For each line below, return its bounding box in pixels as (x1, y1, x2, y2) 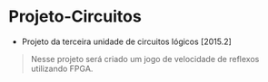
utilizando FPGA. (30, 63, 94, 74)
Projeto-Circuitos (8, 6, 142, 27)
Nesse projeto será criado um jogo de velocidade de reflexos (30, 53, 260, 64)
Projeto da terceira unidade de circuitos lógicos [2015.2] (21, 36, 233, 47)
